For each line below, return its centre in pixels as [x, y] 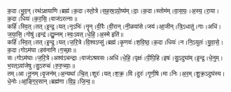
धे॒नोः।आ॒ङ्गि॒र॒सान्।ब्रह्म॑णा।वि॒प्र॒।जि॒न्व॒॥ [51, 81]
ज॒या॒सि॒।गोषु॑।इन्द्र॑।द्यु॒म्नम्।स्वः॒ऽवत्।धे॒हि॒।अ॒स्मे [59, 34]
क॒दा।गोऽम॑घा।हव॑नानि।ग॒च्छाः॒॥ [42, 50]
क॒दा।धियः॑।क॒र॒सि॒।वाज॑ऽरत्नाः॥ [42, 18]
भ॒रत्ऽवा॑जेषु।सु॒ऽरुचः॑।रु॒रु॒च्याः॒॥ [41, 66]
